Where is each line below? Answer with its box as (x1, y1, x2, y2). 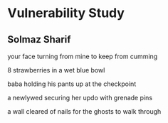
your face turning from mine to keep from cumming (7, 52, 158, 60)
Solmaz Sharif (7, 33, 71, 46)
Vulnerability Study (7, 5, 125, 21)
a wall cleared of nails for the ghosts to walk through (7, 107, 162, 115)
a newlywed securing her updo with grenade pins (7, 94, 153, 102)
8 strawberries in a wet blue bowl (7, 66, 105, 74)
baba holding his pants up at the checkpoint (7, 80, 137, 88)
